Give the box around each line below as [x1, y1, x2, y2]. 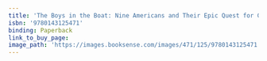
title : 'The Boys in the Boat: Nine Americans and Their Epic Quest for [8, 11, 254, 20]
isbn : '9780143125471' [8, 19, 83, 27]
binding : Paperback [8, 26, 73, 34]
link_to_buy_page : [8, 33, 69, 42]
